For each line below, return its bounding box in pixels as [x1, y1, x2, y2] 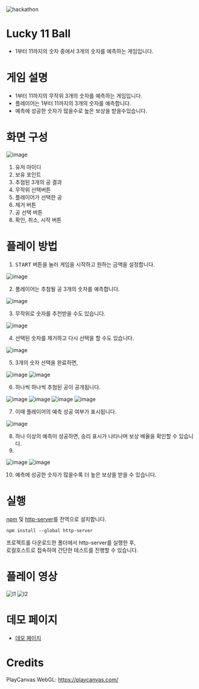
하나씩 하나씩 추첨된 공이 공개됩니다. [14, 383, 101, 391]
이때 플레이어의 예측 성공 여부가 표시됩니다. [14, 408, 117, 415]
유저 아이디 [14, 163, 42, 170]
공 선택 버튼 [14, 208, 43, 216]
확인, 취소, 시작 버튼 [14, 216, 62, 223]
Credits [6, 656, 44, 670]
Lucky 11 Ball [6, 27, 71, 40]
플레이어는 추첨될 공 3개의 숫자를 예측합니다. [14, 285, 120, 292]
